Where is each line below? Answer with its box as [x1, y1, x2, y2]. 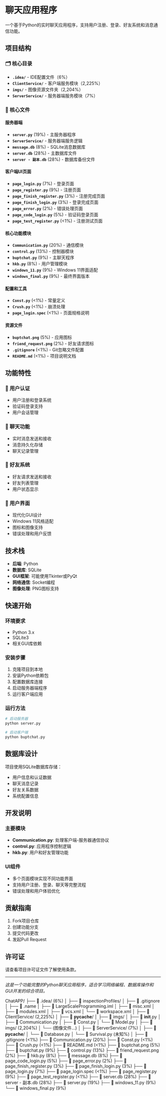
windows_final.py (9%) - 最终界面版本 [12, 273, 90, 279]
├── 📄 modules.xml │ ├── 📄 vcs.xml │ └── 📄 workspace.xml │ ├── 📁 [5, 1009, 150, 1015]
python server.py [5, 721, 41, 726]
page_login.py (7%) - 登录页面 [12, 180, 75, 186]
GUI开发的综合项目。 [5, 988, 48, 994]
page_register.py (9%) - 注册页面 [12, 187, 82, 193]
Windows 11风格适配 [12, 518, 54, 524]
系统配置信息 [12, 793, 39, 799]
